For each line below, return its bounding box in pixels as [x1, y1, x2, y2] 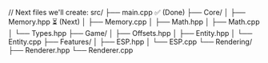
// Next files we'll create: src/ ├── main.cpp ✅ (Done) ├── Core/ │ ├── [8, 8, 246, 17]
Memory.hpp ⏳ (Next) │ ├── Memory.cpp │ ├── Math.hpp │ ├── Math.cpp [8, 17, 260, 26]
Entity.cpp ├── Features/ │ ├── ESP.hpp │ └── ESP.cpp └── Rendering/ [8, 37, 253, 46]
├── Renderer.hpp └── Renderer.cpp [8, 45, 134, 55]
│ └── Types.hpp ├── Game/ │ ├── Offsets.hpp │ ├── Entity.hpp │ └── [8, 29, 253, 37]
